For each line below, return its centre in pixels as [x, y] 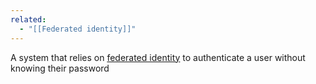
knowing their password [60, 68]
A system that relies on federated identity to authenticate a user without [158, 57]
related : [28, 19]
